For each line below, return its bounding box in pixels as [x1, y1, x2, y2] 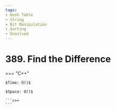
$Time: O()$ [5, 80, 31, 85]
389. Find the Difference [5, 53, 111, 65]
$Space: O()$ [5, 89, 33, 94]
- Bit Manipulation [5, 21, 47, 27]
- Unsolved [5, 31, 29, 36]
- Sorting [5, 27, 27, 32]
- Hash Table [5, 12, 33, 17]
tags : [5, 7, 17, 13]
